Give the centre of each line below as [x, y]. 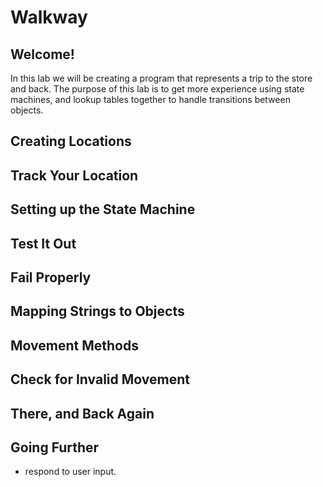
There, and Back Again [82, 413]
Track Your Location [74, 175]
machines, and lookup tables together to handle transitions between [150, 99]
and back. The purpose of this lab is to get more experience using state [157, 89]
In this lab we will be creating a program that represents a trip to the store [161, 78]
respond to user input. [70, 472]
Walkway [49, 17]
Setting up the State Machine [103, 209]
